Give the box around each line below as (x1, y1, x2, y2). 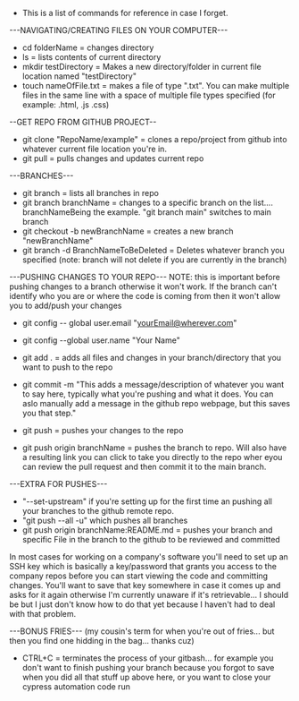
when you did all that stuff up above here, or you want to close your (21, 671, 271, 682)
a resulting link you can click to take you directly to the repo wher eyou (21, 452, 283, 462)
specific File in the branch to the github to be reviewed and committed (21, 534, 281, 544)
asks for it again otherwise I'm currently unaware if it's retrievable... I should (9, 590, 288, 600)
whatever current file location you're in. (21, 143, 168, 154)
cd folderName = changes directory (21, 42, 154, 53)
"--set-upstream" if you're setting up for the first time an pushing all (21, 496, 272, 507)
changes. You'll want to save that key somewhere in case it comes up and (9, 580, 281, 590)
